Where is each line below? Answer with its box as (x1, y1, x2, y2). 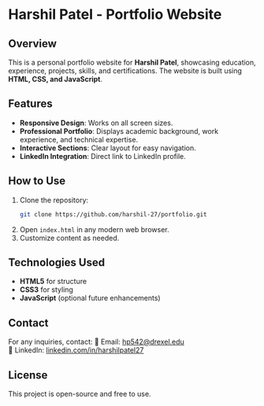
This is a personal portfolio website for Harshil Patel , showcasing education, (8, 57, 256, 67)
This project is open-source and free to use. (8, 389, 151, 398)
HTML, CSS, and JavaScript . (8, 75, 102, 83)
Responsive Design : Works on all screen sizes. (19, 118, 173, 127)
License (8, 368, 48, 382)
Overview (8, 37, 58, 50)
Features (8, 97, 53, 111)
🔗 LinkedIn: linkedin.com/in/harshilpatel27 (8, 345, 144, 355)
